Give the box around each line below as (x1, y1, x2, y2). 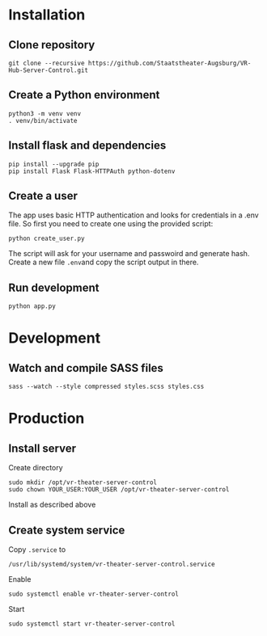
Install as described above (8, 499, 96, 510)
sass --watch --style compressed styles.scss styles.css (8, 382, 205, 391)
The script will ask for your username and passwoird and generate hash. (8, 249, 250, 259)
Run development (8, 280, 100, 294)
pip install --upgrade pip (8, 160, 100, 168)
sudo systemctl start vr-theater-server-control (8, 620, 176, 628)
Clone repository (8, 38, 95, 52)
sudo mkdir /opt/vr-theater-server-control (8, 478, 158, 486)
